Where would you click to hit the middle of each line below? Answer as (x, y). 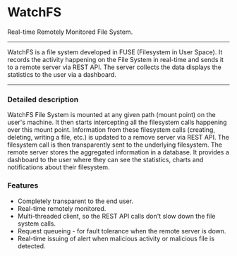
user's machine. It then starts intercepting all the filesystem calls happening (117, 122)
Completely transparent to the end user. (75, 201)
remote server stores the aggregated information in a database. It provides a (118, 152)
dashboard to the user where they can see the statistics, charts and (105, 160)
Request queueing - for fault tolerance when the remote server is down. (122, 231)
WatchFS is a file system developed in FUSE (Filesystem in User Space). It (115, 52)
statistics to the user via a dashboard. (62, 74)
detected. (31, 246)
